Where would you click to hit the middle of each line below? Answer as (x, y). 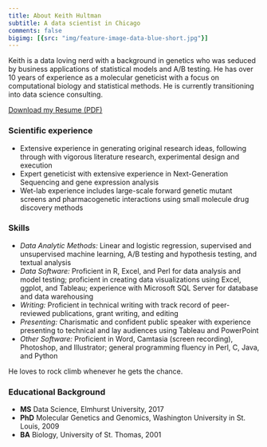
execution (36, 165)
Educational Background (57, 392)
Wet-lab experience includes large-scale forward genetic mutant (126, 190)
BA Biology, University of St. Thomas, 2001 (90, 435)
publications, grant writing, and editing (115, 313)
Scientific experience (51, 131)
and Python (39, 355)
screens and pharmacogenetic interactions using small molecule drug (134, 199)
